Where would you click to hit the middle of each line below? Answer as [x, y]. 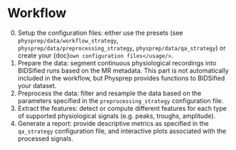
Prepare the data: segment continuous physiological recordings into [117, 63]
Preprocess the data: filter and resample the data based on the [109, 93]
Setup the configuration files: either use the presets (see [100, 33]
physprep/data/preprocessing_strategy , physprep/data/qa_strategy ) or [122, 48]
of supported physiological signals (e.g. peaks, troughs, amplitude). [117, 116]
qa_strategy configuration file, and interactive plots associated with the [122, 131]
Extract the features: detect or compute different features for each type [122, 108]
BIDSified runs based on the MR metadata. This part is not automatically [123, 70]
